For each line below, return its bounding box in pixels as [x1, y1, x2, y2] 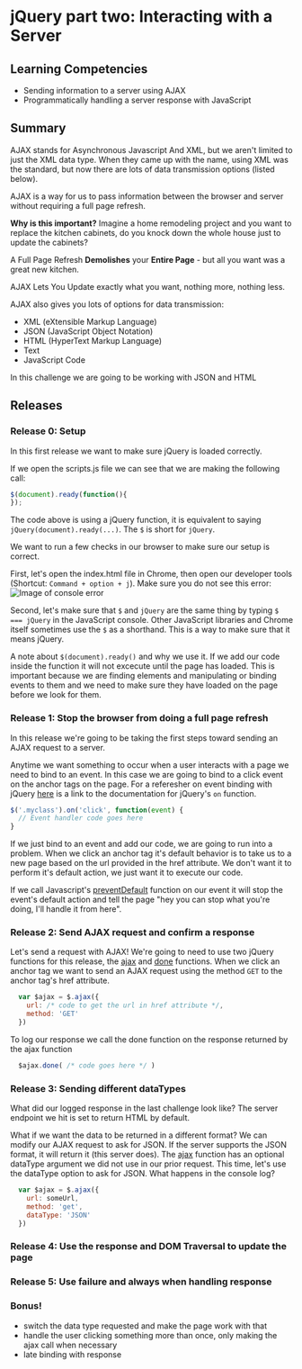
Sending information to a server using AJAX [22, 86, 187, 95]
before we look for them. [10, 689, 102, 700]
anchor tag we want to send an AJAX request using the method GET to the [10, 966, 283, 977]
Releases [10, 398, 63, 413]
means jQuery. [10, 634, 65, 644]
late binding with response [22, 1348, 122, 1360]
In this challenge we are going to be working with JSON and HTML [10, 372, 257, 383]
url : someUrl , [26, 1194, 79, 1203]
